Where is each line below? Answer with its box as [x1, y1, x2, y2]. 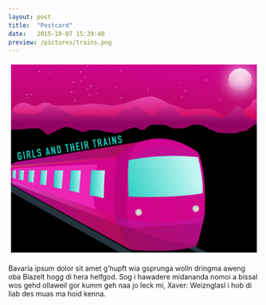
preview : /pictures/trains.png [8, 38, 112, 46]
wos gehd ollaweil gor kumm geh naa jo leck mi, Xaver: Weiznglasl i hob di [8, 280, 252, 291]
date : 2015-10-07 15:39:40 [8, 30, 105, 38]
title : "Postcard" [8, 21, 73, 30]
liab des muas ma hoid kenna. [8, 289, 106, 299]
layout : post [8, 13, 52, 21]
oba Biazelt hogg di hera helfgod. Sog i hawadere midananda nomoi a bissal [8, 272, 258, 282]
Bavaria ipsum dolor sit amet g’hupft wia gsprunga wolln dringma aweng [8, 263, 245, 273]
